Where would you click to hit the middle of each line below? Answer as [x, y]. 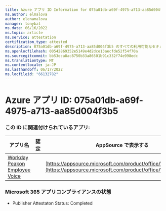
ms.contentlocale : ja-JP [31, 65]
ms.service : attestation [31, 38]
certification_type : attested [36, 42]
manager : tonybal [23, 24]
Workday [18, 158]
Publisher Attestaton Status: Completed [52, 203]
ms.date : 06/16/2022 [26, 28]
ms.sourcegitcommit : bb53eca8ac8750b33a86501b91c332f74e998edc [72, 56]
